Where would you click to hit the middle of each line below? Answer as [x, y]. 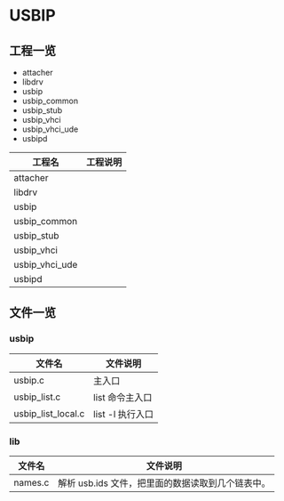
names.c [32, 482]
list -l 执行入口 [123, 414]
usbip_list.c [37, 397]
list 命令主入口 [122, 397]
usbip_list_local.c [49, 413]
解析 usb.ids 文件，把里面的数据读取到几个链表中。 [164, 483]
